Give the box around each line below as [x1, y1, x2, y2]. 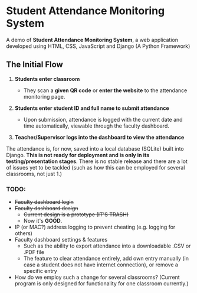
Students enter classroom [14, 75, 80, 82]
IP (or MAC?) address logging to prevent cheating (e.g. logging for [14, 223, 176, 231]
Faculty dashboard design [14, 205, 78, 212]
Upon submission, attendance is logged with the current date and [23, 116, 183, 123]
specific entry [23, 268, 57, 275]
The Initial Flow [6, 60, 63, 70]
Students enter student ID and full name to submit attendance [14, 105, 169, 112]
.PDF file [23, 249, 44, 256]
